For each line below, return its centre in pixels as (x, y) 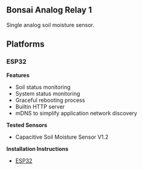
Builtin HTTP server (40, 106)
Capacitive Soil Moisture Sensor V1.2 (62, 137)
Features (18, 75)
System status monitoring (48, 93)
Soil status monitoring (43, 87)
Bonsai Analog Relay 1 (49, 10)
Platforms (25, 44)
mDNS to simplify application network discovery (76, 113)
